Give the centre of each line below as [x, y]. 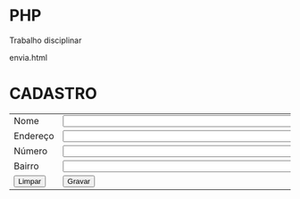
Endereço [34, 137]
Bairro [26, 166]
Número [31, 151]
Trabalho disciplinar [46, 40]
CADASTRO [54, 94]
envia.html [28, 57]
